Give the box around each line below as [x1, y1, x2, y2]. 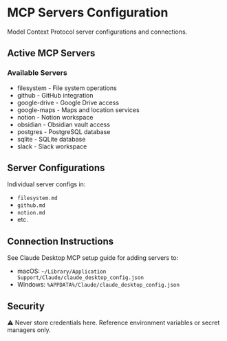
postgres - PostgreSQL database [17, 127, 111, 135]
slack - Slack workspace [17, 142, 87, 151]
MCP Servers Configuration [7, 5, 169, 21]
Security [7, 300, 45, 312]
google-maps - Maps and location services [17, 105, 140, 114]
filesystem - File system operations [17, 84, 117, 92]
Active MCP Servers [7, 47, 96, 59]
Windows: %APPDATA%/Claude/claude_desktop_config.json [17, 280, 180, 289]
